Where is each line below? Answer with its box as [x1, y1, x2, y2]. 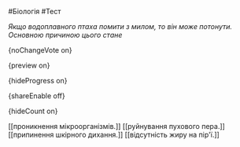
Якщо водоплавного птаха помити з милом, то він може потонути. [8, 22, 233, 31]
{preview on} [8, 61, 50, 70]
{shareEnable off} [8, 91, 65, 101]
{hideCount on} [8, 106, 58, 116]
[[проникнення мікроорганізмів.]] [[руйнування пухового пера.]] [8, 122, 226, 130]
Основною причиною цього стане [8, 31, 123, 39]
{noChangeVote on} [8, 46, 72, 54]
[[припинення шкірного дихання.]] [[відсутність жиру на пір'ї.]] [8, 130, 220, 139]
